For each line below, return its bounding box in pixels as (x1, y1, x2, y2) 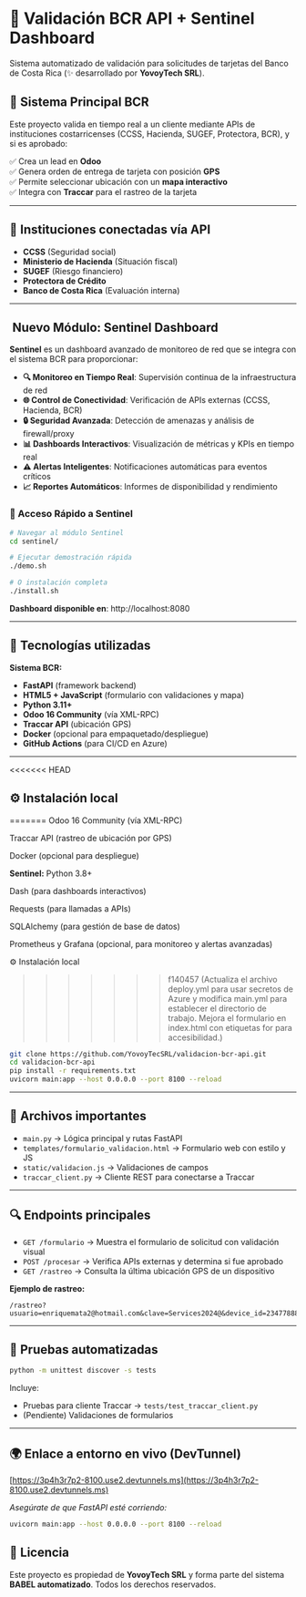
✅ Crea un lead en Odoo (9, 155, 102, 167)
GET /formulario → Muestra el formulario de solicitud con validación (22, 1236, 280, 1247)
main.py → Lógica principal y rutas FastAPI (22, 1132, 183, 1143)
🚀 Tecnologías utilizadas (9, 638, 151, 654)
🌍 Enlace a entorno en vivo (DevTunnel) (9, 1446, 241, 1461)
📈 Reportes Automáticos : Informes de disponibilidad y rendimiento (22, 481, 278, 492)
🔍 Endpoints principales (9, 1208, 151, 1223)
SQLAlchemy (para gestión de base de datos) (9, 921, 180, 932)
